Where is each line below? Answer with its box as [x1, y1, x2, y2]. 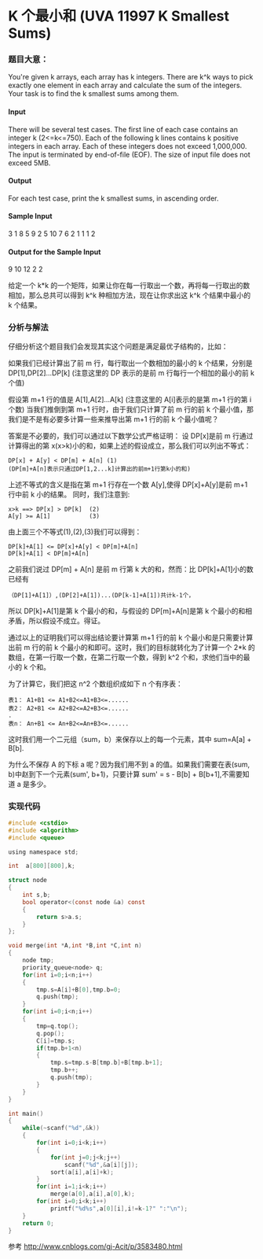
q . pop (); [36, 1029, 65, 1037]
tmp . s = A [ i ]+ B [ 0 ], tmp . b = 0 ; [36, 985, 122, 994]
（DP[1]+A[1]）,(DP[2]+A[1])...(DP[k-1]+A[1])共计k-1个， [8, 591, 195, 599]
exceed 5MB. [8, 158, 51, 168]
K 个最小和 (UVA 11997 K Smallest [8, 7, 230, 25]
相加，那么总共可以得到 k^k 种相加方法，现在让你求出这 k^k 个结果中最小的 [8, 290, 251, 300]
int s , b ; [22, 891, 51, 899]
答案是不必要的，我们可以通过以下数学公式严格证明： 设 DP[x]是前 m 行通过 [8, 430, 254, 441]
